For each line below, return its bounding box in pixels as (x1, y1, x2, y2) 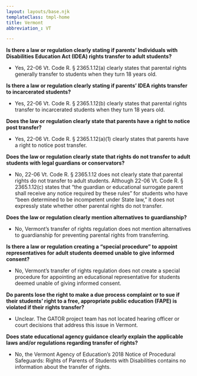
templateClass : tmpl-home (6, 14, 70, 20)
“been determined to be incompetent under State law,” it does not (14, 196, 175, 203)
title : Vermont (6, 20, 44, 25)
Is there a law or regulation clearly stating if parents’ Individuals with (6, 47, 178, 54)
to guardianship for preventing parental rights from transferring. (14, 232, 170, 239)
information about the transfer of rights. (14, 364, 111, 371)
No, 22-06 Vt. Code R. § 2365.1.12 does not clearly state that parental (14, 171, 183, 178)
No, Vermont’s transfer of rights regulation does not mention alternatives (14, 226, 191, 233)
